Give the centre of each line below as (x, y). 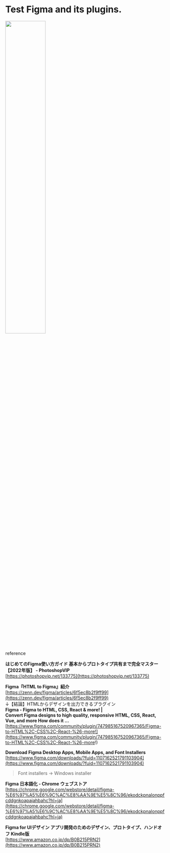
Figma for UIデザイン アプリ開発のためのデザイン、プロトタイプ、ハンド (81, 827)
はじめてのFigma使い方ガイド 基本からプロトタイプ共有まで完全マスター (82, 664)
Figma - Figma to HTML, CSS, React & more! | (54, 709)
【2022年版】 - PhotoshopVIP (38, 670)
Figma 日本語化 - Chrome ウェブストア (46, 784)
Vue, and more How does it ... (37, 720)
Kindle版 (20, 834)
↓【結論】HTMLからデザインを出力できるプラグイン (60, 704)
